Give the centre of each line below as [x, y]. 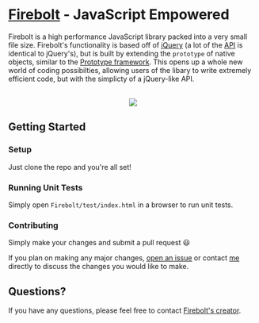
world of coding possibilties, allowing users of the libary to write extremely [130, 70]
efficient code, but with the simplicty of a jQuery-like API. [101, 79]
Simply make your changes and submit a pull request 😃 [99, 243]
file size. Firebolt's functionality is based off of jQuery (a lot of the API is [126, 44]
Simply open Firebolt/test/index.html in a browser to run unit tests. [121, 205]
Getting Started [47, 127]
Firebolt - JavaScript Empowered [119, 15]
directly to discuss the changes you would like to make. [99, 267]
